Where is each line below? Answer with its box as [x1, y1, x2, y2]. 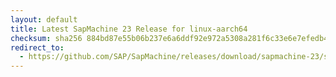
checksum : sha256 [10, 33, 83, 43]
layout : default [10, 14, 78, 25]
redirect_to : [10, 42, 65, 53]
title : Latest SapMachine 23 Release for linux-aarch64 [10, 24, 248, 34]
